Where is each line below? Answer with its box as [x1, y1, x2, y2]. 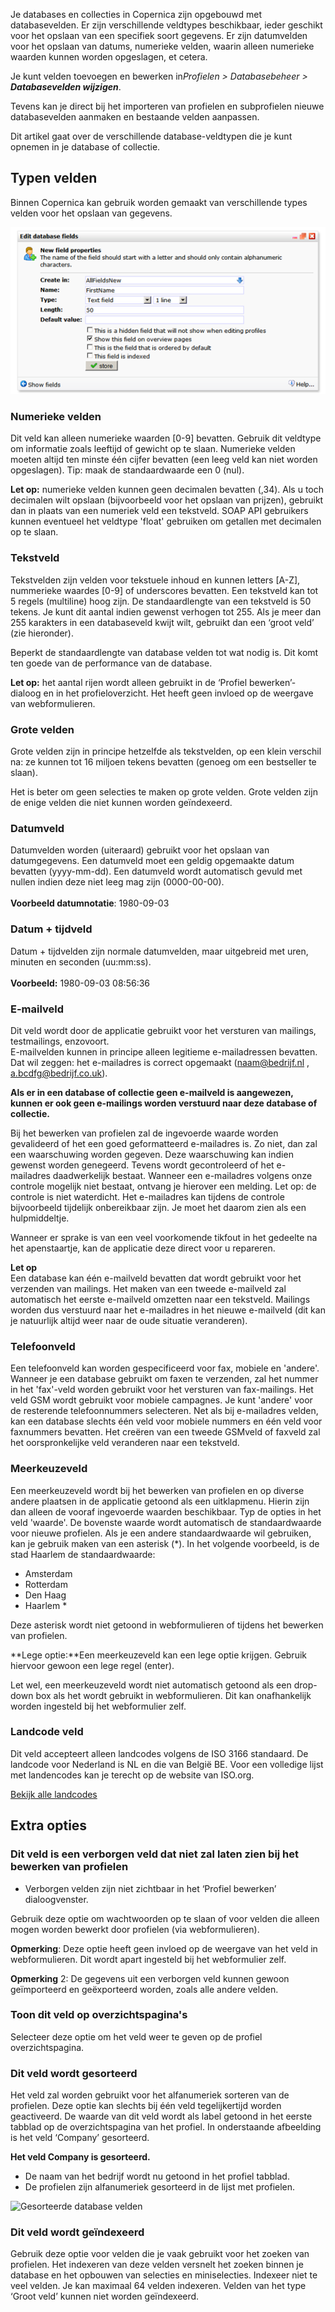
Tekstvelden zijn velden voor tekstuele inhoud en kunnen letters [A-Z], [10, 574, 301, 586]
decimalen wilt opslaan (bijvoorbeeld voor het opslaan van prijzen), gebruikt [10, 494, 324, 506]
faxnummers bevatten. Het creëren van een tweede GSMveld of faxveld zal [10, 1426, 321, 1438]
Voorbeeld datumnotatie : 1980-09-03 [10, 897, 170, 909]
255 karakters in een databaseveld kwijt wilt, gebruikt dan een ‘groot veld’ [10, 616, 315, 628]
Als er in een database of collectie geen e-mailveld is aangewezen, [10, 1086, 294, 1098]
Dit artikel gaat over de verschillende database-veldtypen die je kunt [10, 130, 293, 142]
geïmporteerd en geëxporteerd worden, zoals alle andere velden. [10, 1983, 279, 1995]
